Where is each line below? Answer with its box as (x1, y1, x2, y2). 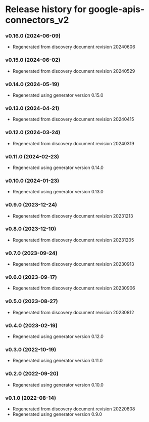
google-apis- (88, 4, 145, 15)
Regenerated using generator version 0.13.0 (12, 189, 104, 195)
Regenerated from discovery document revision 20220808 (12, 406, 135, 412)
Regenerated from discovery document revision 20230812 (12, 309, 134, 315)
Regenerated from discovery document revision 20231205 (12, 237, 134, 243)
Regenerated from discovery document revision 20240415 (12, 116, 134, 122)
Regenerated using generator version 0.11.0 (12, 358, 103, 364)
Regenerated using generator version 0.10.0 (12, 382, 104, 388)
